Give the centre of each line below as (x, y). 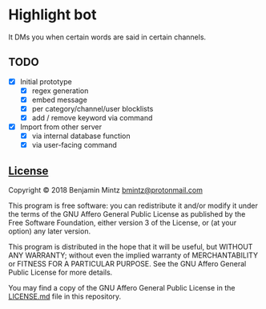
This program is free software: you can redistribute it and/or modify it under (133, 205)
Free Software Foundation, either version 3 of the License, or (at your (123, 223)
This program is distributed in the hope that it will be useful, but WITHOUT (131, 247)
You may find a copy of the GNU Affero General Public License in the (122, 288)
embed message (60, 100)
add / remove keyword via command (92, 118)
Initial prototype (46, 81)
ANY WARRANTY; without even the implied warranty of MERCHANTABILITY (133, 255)
